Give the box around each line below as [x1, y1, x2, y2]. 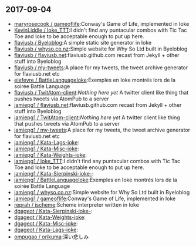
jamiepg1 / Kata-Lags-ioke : [13, 139, 80, 146]
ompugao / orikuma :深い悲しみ [13, 233, 89, 240]
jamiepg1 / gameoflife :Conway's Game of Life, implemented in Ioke [13, 195, 176, 202]
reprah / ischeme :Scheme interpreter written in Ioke [13, 201, 139, 208]
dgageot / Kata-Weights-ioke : [13, 214, 86, 221]
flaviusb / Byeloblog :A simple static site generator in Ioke [13, 39, 152, 46]
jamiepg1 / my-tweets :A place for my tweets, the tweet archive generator [13, 126, 190, 133]
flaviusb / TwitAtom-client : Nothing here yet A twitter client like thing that [13, 89, 189, 96]
